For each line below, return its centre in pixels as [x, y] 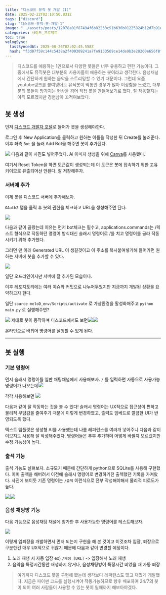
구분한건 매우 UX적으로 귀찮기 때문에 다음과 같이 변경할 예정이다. [67, 547]
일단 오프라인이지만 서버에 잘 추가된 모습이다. [49, 276]
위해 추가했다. [31, 239]
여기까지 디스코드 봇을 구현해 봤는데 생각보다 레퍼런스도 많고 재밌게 [82, 575]
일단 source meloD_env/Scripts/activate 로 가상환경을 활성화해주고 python [79, 303]
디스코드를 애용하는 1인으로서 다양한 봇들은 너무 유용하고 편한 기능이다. [85, 66]
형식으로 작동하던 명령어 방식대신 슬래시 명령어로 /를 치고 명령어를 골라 [82, 233]
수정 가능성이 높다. [23, 442]
